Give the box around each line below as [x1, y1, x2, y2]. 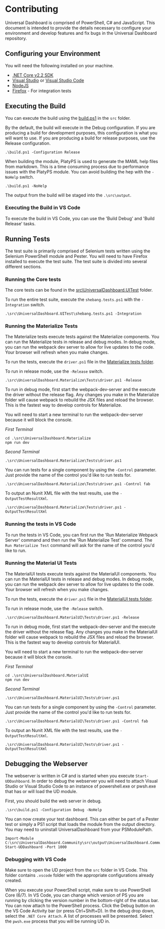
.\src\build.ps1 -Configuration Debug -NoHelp [5, 807, 102, 812]
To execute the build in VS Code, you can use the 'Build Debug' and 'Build [5, 215, 155, 221]
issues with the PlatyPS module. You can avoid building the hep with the [5, 168, 151, 175]
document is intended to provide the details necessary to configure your [5, 25, 151, 30]
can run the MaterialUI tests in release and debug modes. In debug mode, [5, 576, 154, 582]
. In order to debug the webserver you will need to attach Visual [29, 778, 158, 784]
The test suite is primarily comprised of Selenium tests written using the [5, 248, 151, 254]
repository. [5, 35, 27, 41]
